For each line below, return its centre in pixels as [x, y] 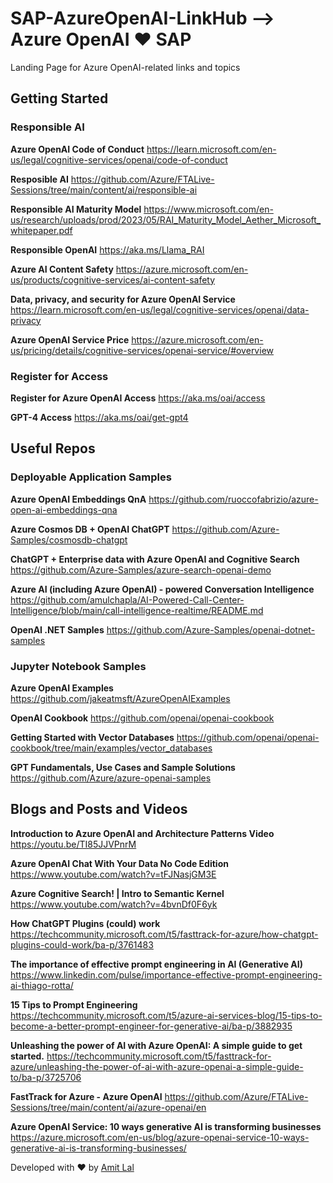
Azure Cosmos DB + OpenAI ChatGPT [90, 529]
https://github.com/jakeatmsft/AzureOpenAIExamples [120, 698]
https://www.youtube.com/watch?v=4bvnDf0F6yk [114, 904]
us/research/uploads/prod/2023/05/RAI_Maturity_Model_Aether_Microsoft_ [166, 219]
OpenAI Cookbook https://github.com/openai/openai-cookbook [142, 718]
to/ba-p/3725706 [46, 1077]
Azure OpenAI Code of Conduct [77, 149]
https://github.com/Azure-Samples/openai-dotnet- [211, 629]
